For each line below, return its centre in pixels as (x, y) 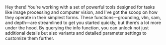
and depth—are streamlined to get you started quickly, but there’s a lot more (83, 22)
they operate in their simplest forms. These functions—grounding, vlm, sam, (83, 17)
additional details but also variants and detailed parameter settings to (76, 33)
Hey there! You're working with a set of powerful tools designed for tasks (80, 7)
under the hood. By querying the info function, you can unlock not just (77, 28)
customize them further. (30, 38)
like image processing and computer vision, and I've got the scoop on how (82, 12)
